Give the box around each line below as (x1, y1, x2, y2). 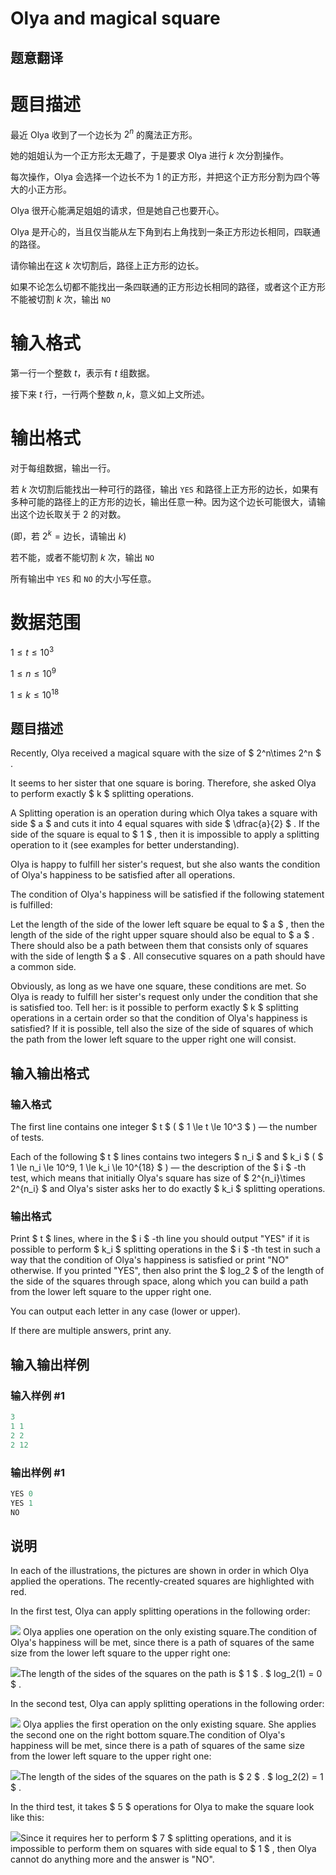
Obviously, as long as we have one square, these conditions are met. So (10, 980, 307, 992)
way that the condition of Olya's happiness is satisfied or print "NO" (10, 1254, 290, 1266)
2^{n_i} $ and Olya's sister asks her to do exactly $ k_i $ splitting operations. (10, 1183, 326, 1195)
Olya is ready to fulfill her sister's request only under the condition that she (10, 991, 319, 1003)
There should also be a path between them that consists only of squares (10, 940, 309, 952)
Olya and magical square (10, 7, 221, 30)
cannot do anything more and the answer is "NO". (10, 1853, 215, 1866)
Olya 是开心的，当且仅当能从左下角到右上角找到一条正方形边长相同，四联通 (10, 226, 321, 238)
